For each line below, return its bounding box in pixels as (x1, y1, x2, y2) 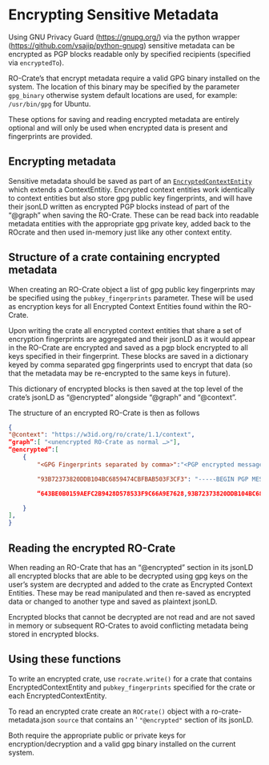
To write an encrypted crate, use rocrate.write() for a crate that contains (8, 673, 252, 683)
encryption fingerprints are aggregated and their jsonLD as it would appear (8, 334, 256, 344)
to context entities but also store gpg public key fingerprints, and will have (8, 193, 253, 202)
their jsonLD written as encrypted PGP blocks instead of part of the (8, 201, 230, 211)
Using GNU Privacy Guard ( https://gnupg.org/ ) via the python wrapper (8, 32, 240, 42)
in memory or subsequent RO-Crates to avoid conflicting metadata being (8, 621, 249, 630)
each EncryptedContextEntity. (8, 690, 107, 700)
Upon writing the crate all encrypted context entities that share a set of (8, 325, 242, 335)
